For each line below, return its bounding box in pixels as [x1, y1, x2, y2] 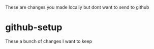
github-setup [5, 22, 63, 33]
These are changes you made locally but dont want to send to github [5, 4, 149, 10]
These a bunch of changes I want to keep [5, 38, 93, 44]
